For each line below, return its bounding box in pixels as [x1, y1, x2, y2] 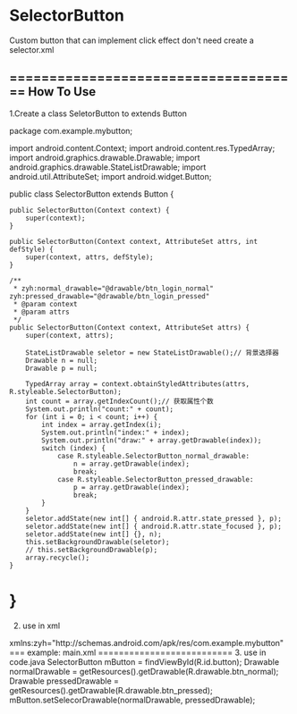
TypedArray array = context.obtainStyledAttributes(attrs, [25, 379, 250, 389]
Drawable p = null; [25, 364, 98, 373]
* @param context [13, 299, 78, 308]
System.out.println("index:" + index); [41, 428, 191, 437]
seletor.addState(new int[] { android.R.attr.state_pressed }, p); [25, 514, 282, 523]
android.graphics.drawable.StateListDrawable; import [9, 162, 207, 172]
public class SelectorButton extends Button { [9, 189, 174, 199]
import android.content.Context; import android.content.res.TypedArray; [9, 142, 276, 153]
